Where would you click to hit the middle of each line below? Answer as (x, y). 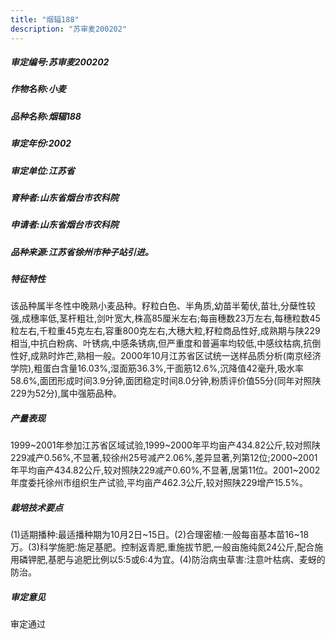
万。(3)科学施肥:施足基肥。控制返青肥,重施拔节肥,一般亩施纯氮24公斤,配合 (162, 547)
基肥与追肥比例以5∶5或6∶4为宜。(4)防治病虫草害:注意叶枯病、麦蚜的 (187, 560)
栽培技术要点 (36, 508)
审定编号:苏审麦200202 (60, 62)
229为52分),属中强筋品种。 (66, 393)
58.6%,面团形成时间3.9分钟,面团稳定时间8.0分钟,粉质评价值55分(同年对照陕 (166, 381)
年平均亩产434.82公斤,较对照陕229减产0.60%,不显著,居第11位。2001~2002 (165, 470)
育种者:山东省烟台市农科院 (64, 197)
